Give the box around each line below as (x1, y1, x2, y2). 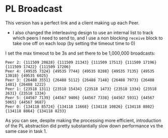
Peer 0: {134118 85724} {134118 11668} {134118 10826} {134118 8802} (5, 104, 155, 109)
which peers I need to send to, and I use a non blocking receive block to (12, 35, 163, 41)
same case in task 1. (5, 128, 47, 134)
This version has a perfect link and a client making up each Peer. (5, 20, 140, 26)
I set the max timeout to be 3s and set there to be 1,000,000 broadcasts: (5, 50, 155, 56)
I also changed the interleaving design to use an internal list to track (12, 29, 154, 35)
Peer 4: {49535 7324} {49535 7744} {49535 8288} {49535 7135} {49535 (5, 69, 155, 74)
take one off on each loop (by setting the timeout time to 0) (12, 40, 136, 46)
